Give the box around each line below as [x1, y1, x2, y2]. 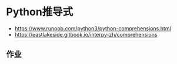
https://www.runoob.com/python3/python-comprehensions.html [14, 24, 172, 32]
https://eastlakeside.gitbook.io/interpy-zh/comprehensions [14, 31, 158, 38]
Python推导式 [6, 5, 74, 19]
